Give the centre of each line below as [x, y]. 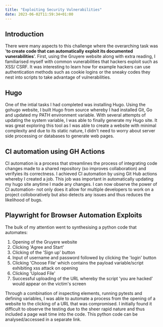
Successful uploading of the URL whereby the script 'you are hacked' [82, 278]
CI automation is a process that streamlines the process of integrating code [81, 163]
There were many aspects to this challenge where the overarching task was [81, 46]
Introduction [25, 34]
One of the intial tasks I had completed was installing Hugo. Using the [75, 105]
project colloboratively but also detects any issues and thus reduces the [78, 194]
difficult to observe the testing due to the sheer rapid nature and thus [75, 309]
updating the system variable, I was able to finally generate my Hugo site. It [81, 120]
